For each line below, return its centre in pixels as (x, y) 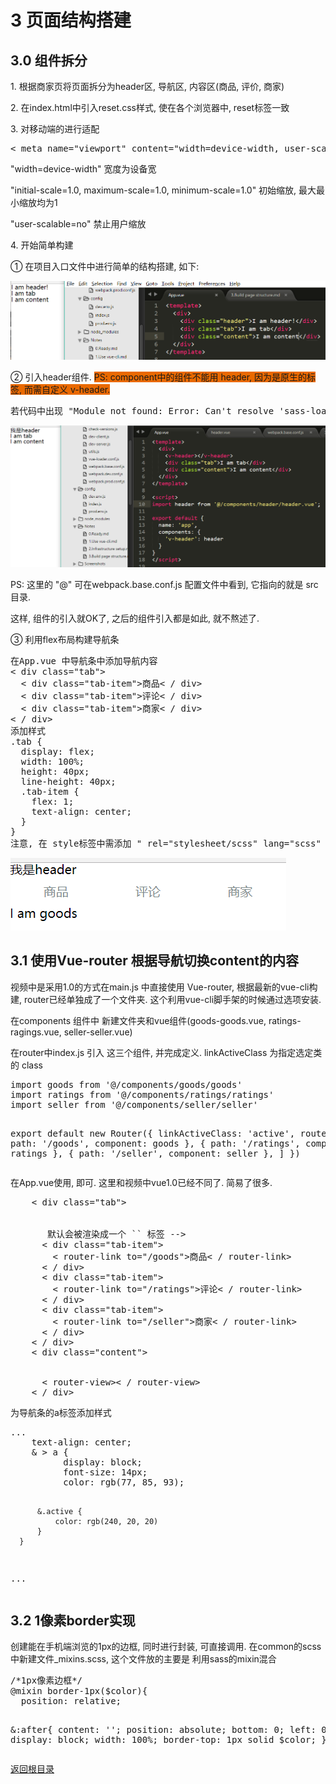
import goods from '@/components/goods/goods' (126, 1084)
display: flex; (57, 751)
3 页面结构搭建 (71, 20)
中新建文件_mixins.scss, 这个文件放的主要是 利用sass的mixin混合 (143, 1659)
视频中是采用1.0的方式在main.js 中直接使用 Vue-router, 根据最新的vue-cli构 (164, 987)
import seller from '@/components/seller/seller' (134, 1104)
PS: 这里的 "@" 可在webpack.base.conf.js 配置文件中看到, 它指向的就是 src (164, 584)
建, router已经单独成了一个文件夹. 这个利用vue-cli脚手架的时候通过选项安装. (166, 999)
